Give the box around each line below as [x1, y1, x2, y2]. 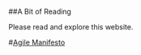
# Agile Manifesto [8, 37, 66, 47]
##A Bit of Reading [8, 7, 71, 16]
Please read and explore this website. [8, 22, 134, 31]
